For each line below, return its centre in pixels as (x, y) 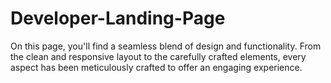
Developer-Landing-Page (118, 18)
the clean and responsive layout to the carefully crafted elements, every (158, 56)
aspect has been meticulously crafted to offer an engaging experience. (156, 67)
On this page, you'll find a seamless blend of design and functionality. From (166, 46)
